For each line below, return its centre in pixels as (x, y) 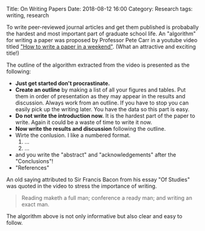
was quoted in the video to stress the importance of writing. (82, 186)
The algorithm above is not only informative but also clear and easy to (94, 216)
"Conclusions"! (34, 161)
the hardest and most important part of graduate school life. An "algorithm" (101, 34)
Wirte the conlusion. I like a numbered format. (73, 135)
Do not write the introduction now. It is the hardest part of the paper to (105, 116)
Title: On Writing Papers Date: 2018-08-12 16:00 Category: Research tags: (99, 9)
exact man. (35, 204)
